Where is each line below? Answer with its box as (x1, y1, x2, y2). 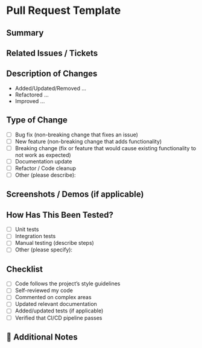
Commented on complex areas (14, 294, 92, 301)
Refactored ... (14, 91, 49, 98)
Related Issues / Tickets (6, 48, 98, 58)
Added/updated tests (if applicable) (14, 307, 104, 314)
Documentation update (14, 157, 72, 165)
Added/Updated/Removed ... (14, 84, 86, 92)
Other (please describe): (14, 171, 77, 179)
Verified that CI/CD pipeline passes (14, 314, 103, 321)
